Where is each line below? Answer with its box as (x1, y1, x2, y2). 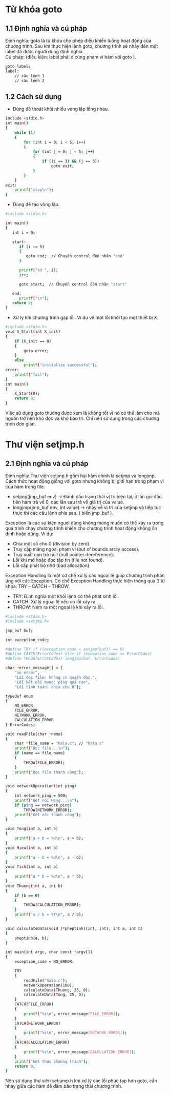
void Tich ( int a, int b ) (5, 864, 58, 869)
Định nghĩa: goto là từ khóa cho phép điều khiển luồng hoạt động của (5, 37, 152, 44)
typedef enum (5, 694, 33, 699)
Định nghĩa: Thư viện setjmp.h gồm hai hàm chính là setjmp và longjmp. (5, 473, 156, 479)
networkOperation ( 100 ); (24, 983, 74, 988)
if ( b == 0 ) (14, 893, 40, 898)
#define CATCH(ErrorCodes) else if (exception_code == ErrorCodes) (5, 651, 153, 657)
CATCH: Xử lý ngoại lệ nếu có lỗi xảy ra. (12, 599, 97, 605)
